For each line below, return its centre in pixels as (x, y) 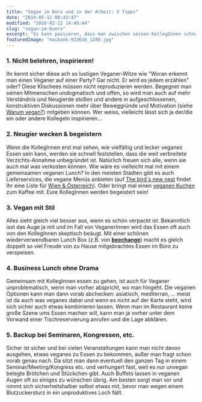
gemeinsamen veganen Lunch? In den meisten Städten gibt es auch (90, 172)
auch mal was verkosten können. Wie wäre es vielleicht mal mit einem (93, 166)
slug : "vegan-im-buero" (36, 29)
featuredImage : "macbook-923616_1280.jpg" (60, 40)
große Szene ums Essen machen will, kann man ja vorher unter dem (90, 313)
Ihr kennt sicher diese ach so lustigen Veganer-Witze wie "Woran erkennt (97, 74)
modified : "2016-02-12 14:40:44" (48, 23)
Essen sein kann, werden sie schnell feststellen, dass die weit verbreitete (96, 153)
